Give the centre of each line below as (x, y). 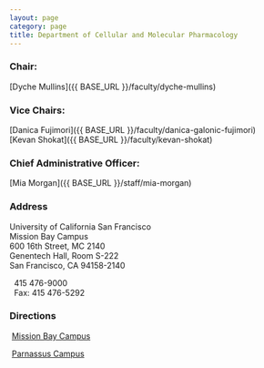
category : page (38, 26)
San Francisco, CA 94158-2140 (67, 265)
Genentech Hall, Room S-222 (64, 255)
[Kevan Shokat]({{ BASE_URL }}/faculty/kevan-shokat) (111, 139)
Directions (33, 316)
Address (29, 207)
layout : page (34, 18)
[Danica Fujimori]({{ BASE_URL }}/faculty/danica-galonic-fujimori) (133, 129)
